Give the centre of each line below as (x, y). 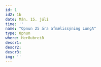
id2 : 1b (13, 15)
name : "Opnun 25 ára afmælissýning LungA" (51, 29)
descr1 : (13, 43)
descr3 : (13, 52)
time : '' (14, 24)
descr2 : (13, 47)
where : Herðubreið (25, 38)
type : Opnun (18, 33)
